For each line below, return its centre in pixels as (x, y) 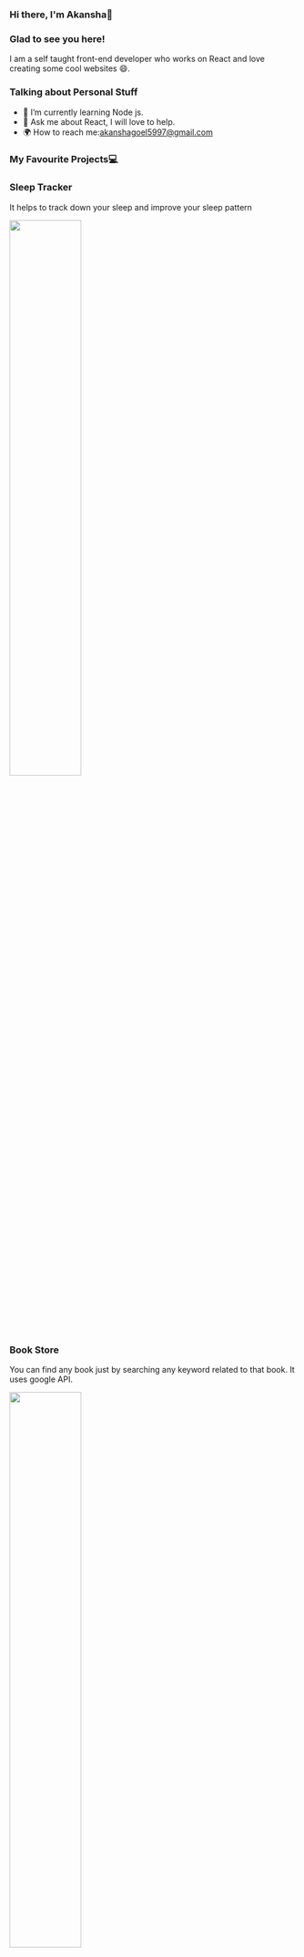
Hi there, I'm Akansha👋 (61, 15)
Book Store (34, 1350)
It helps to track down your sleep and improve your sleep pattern (131, 207)
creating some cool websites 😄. (70, 68)
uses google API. (41, 1379)
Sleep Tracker (41, 188)
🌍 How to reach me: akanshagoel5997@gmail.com (118, 132)
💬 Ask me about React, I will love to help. (99, 121)
